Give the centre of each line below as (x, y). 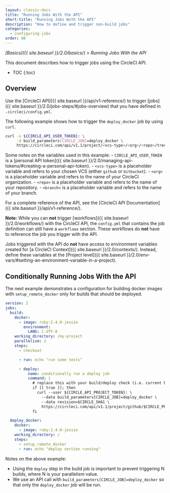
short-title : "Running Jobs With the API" (51, 19)
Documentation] (143, 203)
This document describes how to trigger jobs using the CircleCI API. (76, 63)
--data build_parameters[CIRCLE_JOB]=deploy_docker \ (99, 397)
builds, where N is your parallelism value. (55, 474)
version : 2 (17, 303)
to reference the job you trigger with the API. (52, 234)
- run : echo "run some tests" (50, 360)
